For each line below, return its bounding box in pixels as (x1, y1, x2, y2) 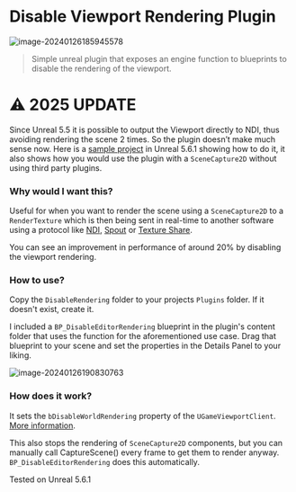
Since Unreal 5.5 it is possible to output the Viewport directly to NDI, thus (9, 124, 281, 135)
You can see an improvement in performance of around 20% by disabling (9, 242, 282, 253)
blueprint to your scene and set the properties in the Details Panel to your (9, 340, 282, 352)
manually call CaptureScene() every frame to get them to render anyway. (9, 447, 280, 458)
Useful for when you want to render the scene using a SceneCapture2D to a (9, 205, 284, 217)
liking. (9, 350, 31, 361)
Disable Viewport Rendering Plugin (9, 6, 276, 27)
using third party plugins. (9, 162, 103, 173)
